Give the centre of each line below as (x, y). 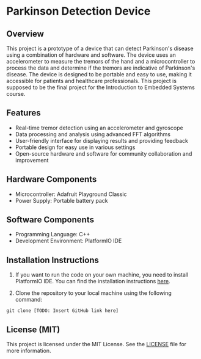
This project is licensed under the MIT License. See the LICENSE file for (97, 344)
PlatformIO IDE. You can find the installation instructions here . (93, 281)
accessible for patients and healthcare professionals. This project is (92, 81)
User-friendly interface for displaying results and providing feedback (101, 140)
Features (24, 113)
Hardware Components (52, 179)
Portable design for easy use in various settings (75, 147)
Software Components (50, 220)
